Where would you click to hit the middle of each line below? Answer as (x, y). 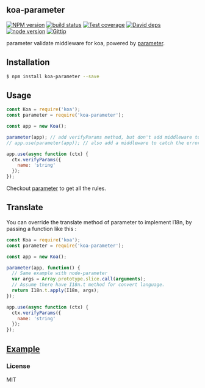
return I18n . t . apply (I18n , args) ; (56, 290)
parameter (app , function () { (43, 268)
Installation (28, 63)
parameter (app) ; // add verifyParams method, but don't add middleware (99, 137)
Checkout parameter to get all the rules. (56, 188)
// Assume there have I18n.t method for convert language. (88, 285)
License (18, 366)
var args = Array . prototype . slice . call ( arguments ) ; (79, 279)
